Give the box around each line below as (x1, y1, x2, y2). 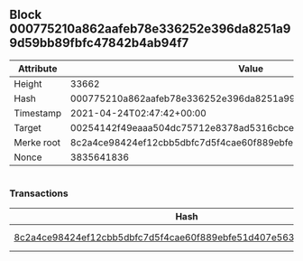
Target (14, 121, 42, 134)
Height (14, 77, 42, 89)
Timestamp (14, 107, 62, 119)
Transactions (9, 187, 69, 200)
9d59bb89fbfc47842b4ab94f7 (9, 35, 189, 51)
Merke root (14, 135, 61, 148)
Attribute (17, 62, 58, 75)
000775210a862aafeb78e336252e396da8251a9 (9, 22, 291, 37)
